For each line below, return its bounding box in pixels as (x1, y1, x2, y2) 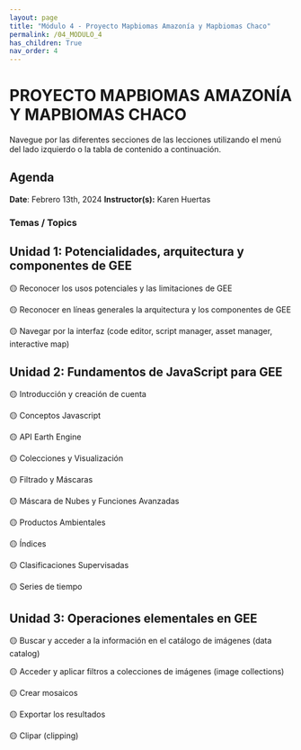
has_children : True (9, 38, 83, 48)
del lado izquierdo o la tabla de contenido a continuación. (9, 144, 222, 155)
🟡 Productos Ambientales (9, 517, 106, 528)
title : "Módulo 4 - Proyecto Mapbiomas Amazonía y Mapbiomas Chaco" (9, 22, 271, 31)
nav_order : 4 (9, 47, 58, 56)
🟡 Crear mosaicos (9, 688, 78, 699)
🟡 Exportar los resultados (9, 709, 106, 720)
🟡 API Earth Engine (9, 431, 82, 442)
